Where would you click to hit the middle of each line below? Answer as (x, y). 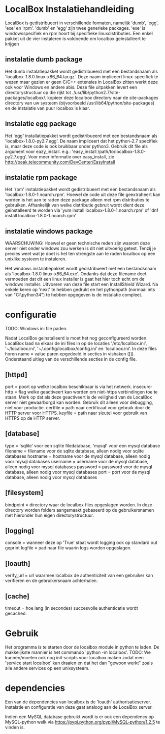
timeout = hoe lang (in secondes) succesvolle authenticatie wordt (72, 608)
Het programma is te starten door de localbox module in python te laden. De (82, 647)
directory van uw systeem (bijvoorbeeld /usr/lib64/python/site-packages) (80, 103)
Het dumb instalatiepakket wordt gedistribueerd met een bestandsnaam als (82, 71)
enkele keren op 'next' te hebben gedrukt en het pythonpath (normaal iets (80, 290)
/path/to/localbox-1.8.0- (122, 151)
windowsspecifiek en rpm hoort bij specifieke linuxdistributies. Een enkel (79, 33)
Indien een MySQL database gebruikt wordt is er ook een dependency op (80, 717)
